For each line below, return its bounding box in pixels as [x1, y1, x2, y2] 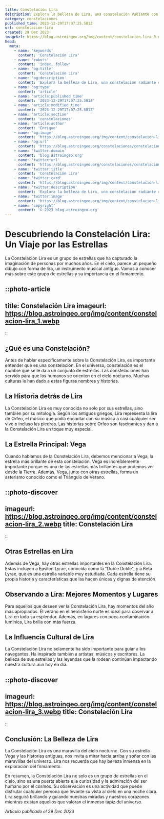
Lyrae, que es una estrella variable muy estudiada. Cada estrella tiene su [5, 571, 151, 577]
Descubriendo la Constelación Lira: [5, 229, 151, 240]
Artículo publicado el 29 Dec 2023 [5, 809, 75, 815]
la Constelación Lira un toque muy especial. [5, 426, 93, 432]
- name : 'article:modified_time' [14, 103, 82, 108]
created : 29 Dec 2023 [5, 30, 49, 35]
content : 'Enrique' [18, 125, 58, 130]
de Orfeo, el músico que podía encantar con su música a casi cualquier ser [5, 415, 156, 421]
